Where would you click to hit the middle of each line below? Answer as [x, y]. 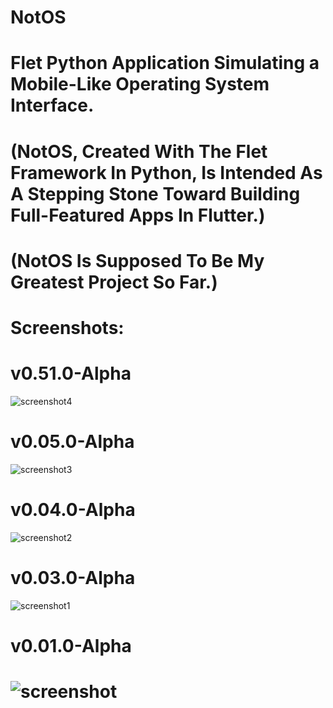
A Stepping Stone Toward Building [155, 193]
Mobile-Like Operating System [140, 84]
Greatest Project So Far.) [114, 282]
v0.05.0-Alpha [72, 442]
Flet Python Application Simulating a [165, 63]
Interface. [52, 105]
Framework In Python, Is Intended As [166, 172]
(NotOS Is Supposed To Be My [137, 260]
